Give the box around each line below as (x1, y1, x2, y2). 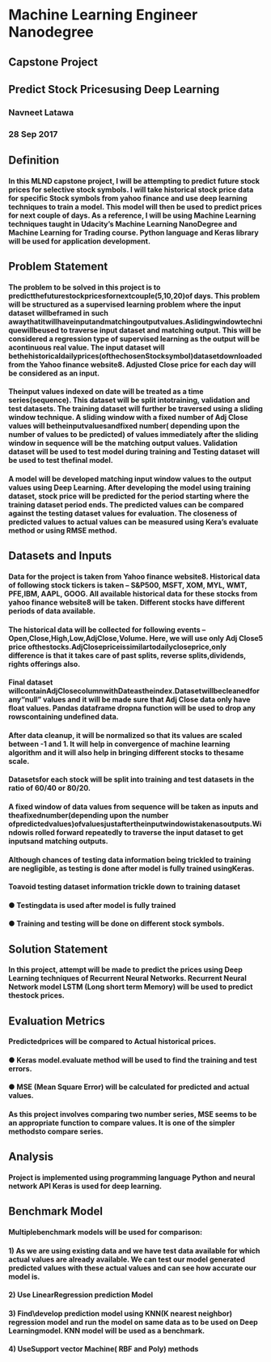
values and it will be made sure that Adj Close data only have (43, 694, 251, 705)
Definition (8, 154, 59, 168)
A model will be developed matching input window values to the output (8, 473, 252, 483)
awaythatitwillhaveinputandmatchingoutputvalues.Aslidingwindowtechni (8, 316, 263, 326)
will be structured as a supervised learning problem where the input (8, 299, 241, 309)
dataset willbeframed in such (8, 308, 109, 317)
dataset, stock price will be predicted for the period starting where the (8, 491, 249, 501)
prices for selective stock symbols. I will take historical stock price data (8, 185, 254, 194)
